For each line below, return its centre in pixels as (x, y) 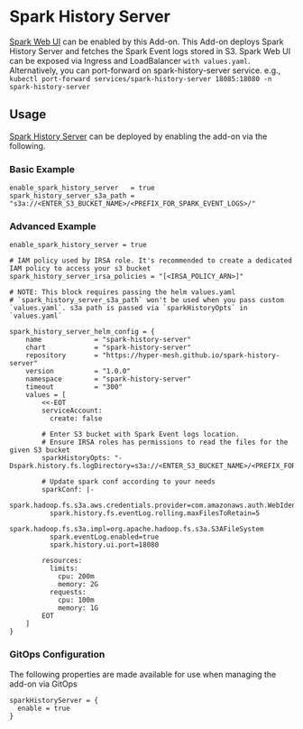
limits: (64, 569)
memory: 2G (78, 585)
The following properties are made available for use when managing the (143, 674)
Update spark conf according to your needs (133, 482)
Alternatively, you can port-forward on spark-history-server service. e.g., (145, 70)
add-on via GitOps (44, 684)
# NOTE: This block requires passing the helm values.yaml (123, 292)
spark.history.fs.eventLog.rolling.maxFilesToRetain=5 (154, 513)
